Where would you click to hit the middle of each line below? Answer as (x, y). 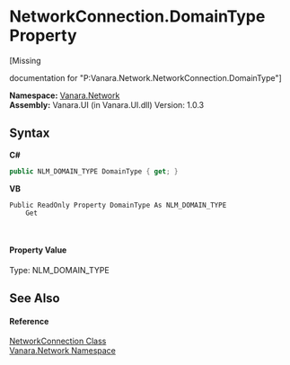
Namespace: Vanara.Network (65, 95)
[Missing (26, 60)
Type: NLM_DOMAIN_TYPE (59, 270)
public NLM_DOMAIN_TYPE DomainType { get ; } (94, 171)
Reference (29, 321)
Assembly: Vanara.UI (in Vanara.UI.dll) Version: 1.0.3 (107, 104)
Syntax (30, 134)
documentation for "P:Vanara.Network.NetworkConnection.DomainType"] (146, 77)
